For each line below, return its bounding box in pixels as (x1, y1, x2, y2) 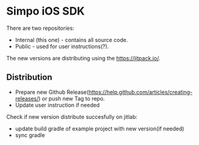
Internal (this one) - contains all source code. (15, 36, 128, 43)
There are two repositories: (6, 24, 75, 32)
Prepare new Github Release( (15, 88, 89, 96)
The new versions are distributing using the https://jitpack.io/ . (6, 54, 161, 62)
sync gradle (15, 131, 46, 138)
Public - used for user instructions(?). (15, 43, 110, 50)
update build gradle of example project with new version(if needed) (15, 125, 184, 132)
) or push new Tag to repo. (38, 94, 105, 102)
